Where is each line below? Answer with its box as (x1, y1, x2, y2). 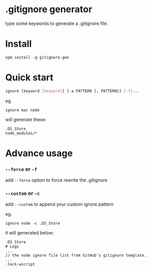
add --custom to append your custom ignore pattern (5, 201, 114, 208)
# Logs (5, 244, 19, 249)
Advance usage (5, 147, 73, 159)
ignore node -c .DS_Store (5, 221, 60, 226)
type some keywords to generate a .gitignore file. (5, 20, 108, 26)
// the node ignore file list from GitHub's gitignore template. (5, 253, 146, 258)
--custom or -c (5, 190, 40, 197)
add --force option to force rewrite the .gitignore (5, 177, 108, 183)
